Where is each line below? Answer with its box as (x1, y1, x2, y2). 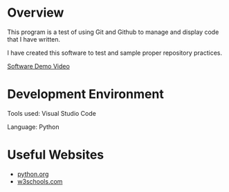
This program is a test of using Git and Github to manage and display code (7, 28, 219, 36)
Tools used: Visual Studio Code (7, 109, 97, 117)
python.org (17, 170, 49, 178)
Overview (7, 5, 64, 21)
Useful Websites (7, 147, 104, 163)
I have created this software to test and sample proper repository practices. (7, 49, 223, 57)
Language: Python (7, 123, 60, 131)
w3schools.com (17, 177, 63, 185)
